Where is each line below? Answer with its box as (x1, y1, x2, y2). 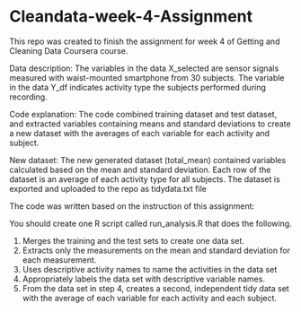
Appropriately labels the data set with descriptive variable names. (22, 273, 265, 284)
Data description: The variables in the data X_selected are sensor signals (9, 63, 279, 74)
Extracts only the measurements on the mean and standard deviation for (22, 245, 290, 256)
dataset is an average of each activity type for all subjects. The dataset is (9, 173, 280, 185)
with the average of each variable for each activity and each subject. (22, 292, 277, 303)
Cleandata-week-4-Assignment (9, 6, 253, 27)
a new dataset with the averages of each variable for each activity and (9, 127, 270, 138)
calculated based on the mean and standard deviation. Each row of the (9, 164, 271, 175)
